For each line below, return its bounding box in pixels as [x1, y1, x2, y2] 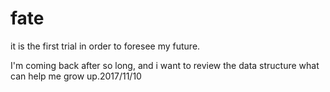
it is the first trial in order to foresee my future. [10, 40, 201, 52]
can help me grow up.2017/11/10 [10, 70, 142, 82]
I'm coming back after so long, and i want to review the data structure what [10, 59, 320, 71]
